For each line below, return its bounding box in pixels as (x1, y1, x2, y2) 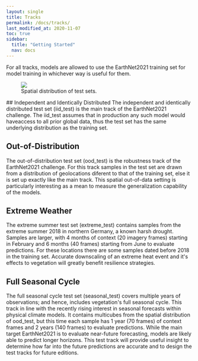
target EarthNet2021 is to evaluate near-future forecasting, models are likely (6, 330, 191, 337)
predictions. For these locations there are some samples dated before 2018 (6, 247, 190, 254)
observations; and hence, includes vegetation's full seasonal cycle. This (6, 299, 182, 306)
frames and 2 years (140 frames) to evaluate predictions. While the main (6, 324, 183, 331)
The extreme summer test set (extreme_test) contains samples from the (6, 221, 181, 229)
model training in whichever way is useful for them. (6, 69, 132, 77)
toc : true (6, 31, 31, 37)
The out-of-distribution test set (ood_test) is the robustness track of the (6, 157, 181, 164)
